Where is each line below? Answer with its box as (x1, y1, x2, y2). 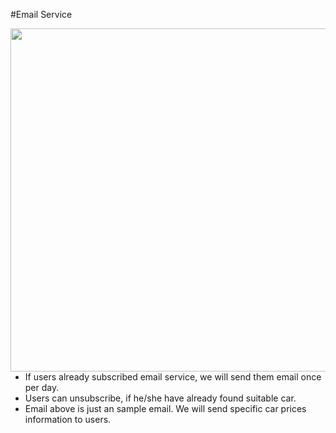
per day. (24, 382, 60, 393)
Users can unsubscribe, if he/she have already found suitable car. (24, 392, 297, 404)
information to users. (24, 414, 112, 425)
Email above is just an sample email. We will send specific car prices (24, 403, 307, 414)
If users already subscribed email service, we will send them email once (24, 371, 322, 383)
